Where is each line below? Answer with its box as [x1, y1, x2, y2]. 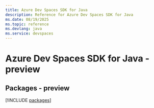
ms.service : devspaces [5, 31, 54, 36]
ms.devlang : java [5, 26, 42, 31]
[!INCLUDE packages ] [5, 97, 52, 103]
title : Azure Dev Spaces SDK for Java [5, 7, 88, 13]
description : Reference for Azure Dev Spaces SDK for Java [5, 12, 134, 17]
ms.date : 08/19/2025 [5, 17, 49, 22]
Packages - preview [5, 84, 70, 92]
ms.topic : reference [5, 21, 49, 27]
